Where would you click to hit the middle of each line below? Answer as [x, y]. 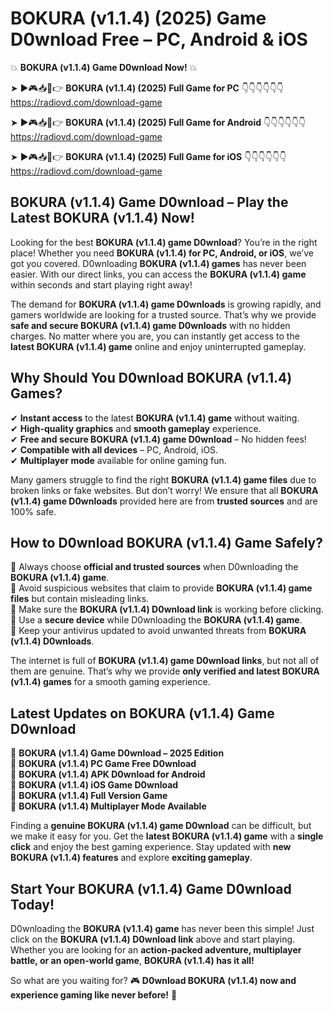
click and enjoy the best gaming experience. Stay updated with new [151, 847]
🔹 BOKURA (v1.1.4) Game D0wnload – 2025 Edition [117, 753]
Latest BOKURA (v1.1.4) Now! [102, 218]
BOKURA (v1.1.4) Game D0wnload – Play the [149, 202]
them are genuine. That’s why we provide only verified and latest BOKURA [165, 671]
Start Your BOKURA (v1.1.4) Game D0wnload [151, 888]
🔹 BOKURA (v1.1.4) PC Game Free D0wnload [103, 764]
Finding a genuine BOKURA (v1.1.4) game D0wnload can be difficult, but [161, 826]
